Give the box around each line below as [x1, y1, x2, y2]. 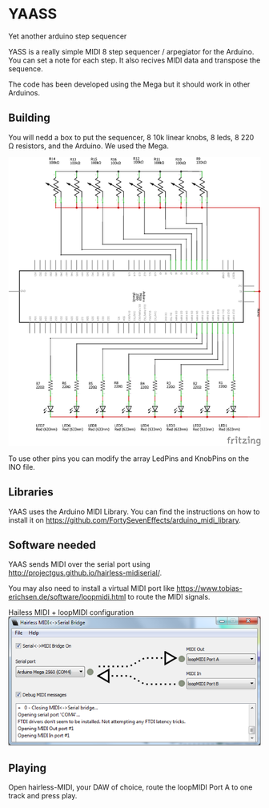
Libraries [8, 486, 54, 499]
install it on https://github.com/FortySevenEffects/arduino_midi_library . [8, 515, 242, 525]
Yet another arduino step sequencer [8, 31, 127, 41]
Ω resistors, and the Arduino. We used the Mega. [8, 141, 170, 151]
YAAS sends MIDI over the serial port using [8, 560, 151, 569]
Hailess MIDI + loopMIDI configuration [8, 608, 134, 617]
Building [8, 111, 50, 125]
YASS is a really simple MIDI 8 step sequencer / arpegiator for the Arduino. [8, 46, 255, 56]
